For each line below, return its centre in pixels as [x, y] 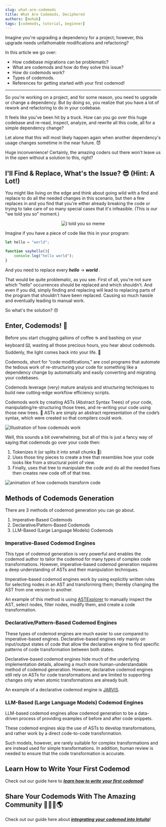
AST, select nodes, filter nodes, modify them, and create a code [70, 605]
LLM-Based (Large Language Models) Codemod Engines [74, 702]
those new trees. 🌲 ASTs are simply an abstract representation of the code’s [82, 413]
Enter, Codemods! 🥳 [36, 326]
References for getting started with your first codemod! [68, 83]
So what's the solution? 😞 [32, 310]
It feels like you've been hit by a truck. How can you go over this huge [76, 117]
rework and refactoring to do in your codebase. [53, 108]
